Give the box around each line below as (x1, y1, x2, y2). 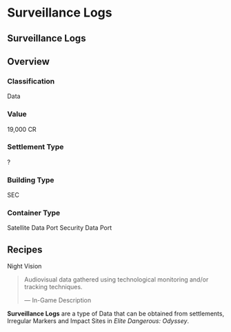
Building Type (7, 175, 54, 184)
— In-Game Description (23, 296, 92, 304)
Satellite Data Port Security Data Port (7, 224, 112, 232)
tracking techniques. (23, 283, 83, 291)
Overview (7, 55, 50, 67)
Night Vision (7, 262, 42, 271)
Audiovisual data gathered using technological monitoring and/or (23, 275, 209, 284)
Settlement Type (7, 142, 64, 152)
